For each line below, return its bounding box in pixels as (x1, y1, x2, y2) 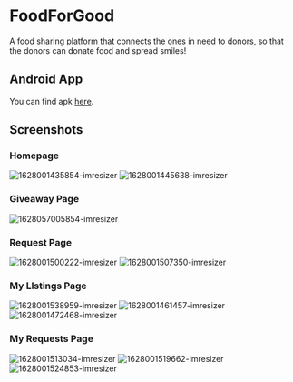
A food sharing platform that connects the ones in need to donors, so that (9, 35, 284, 46)
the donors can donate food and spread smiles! (9, 45, 187, 55)
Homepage (9, 149, 59, 162)
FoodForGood (9, 5, 115, 26)
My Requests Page (9, 333, 93, 346)
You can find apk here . (9, 95, 94, 106)
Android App (9, 72, 83, 87)
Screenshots (9, 122, 83, 137)
